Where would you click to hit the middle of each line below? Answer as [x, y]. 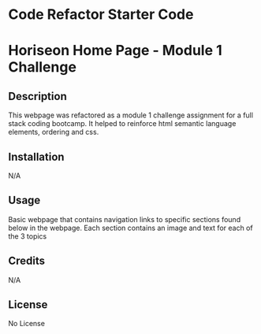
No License [27, 324]
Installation [36, 156]
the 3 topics [28, 236]
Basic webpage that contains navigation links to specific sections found [125, 219]
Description [37, 96]
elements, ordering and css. [54, 132]
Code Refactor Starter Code [101, 15]
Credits [27, 261]
